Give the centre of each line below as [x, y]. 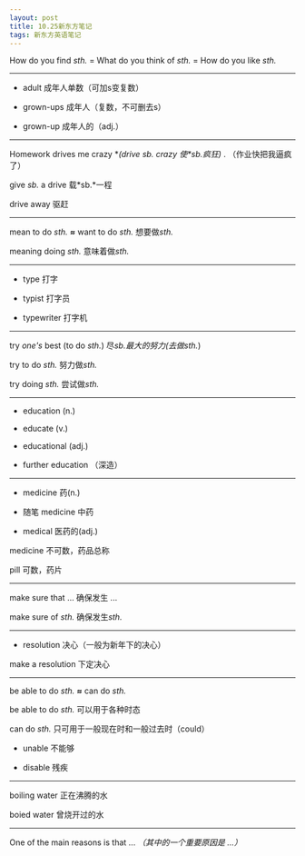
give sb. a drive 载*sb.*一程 [61, 185]
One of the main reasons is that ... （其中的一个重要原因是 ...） [126, 842]
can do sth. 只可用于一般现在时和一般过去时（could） [109, 729]
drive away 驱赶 [39, 204]
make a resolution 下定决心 [60, 664]
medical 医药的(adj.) [60, 532]
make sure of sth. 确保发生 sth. [66, 617]
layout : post [34, 18]
